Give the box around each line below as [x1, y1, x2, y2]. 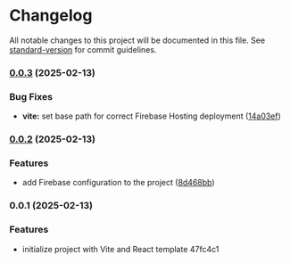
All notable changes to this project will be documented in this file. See [9, 35, 266, 45]
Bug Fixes [9, 90, 54, 103]
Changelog [9, 5, 93, 26]
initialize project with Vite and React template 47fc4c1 [21, 243, 220, 254]
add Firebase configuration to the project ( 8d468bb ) [21, 177, 216, 188]
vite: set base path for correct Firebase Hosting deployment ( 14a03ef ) [21, 111, 281, 121]
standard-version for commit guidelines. [9, 44, 157, 54]
